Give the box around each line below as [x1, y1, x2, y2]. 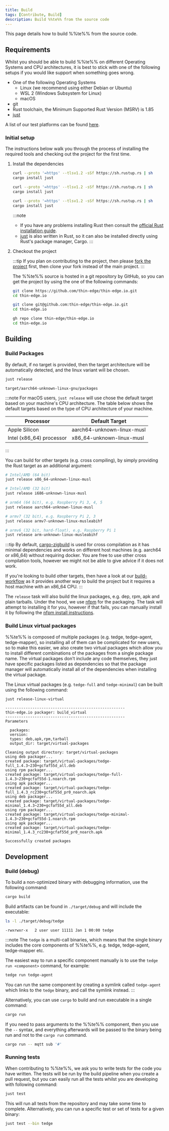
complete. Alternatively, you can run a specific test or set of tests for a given [5, 1106, 164, 1112]
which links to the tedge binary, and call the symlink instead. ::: [5, 987, 135, 993]
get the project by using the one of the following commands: [12, 278, 139, 284]
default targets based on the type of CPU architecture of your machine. [5, 405, 154, 411]
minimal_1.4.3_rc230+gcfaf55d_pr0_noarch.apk [5, 830, 102, 835]
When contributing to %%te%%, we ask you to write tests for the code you [5, 1065, 161, 1071]
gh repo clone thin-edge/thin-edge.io [12, 316, 94, 321]
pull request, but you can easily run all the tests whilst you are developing [5, 1076, 158, 1082]
